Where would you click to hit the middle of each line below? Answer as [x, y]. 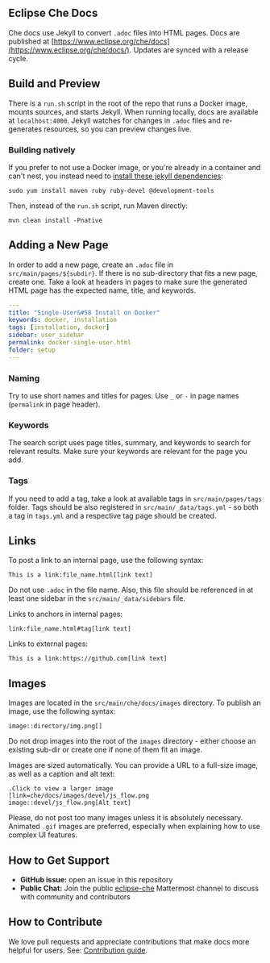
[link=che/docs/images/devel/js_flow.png [79, 796]
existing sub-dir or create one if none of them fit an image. [106, 750]
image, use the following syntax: [62, 711]
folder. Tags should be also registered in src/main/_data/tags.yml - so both [134, 507]
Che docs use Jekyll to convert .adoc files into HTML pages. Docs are [124, 32]
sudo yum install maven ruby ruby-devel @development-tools [112, 190]
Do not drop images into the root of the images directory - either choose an [132, 741]
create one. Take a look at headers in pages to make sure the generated [128, 281]
